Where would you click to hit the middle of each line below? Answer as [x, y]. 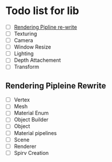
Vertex [22, 100]
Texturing [25, 34]
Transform [26, 67]
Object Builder [31, 120]
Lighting [24, 53]
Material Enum [31, 113]
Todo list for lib [42, 11]
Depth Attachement [37, 60]
